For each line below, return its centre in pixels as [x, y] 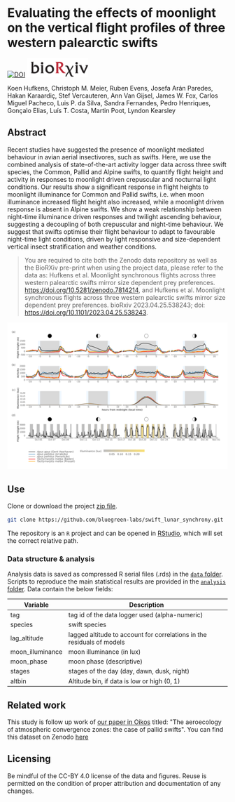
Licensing [29, 759]
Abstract [27, 132]
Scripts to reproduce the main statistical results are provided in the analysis [116, 581]
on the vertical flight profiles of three [116, 28]
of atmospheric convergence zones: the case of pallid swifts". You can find [115, 729]
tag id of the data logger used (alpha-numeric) [136, 615]
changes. [21, 791]
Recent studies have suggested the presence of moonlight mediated [106, 150]
